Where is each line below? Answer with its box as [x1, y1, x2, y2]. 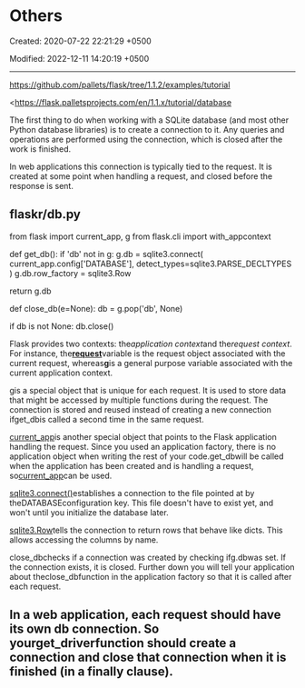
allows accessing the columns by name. [9, 533, 159, 545]
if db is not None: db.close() [9, 320, 114, 332]
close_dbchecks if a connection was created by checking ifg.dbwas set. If [9, 552, 287, 563]
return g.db [9, 285, 52, 296]
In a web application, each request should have [9, 607, 281, 623]
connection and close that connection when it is [9, 650, 287, 665]
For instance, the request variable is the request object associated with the [9, 347, 286, 359]
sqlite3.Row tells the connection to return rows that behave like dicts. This [9, 524, 283, 535]
